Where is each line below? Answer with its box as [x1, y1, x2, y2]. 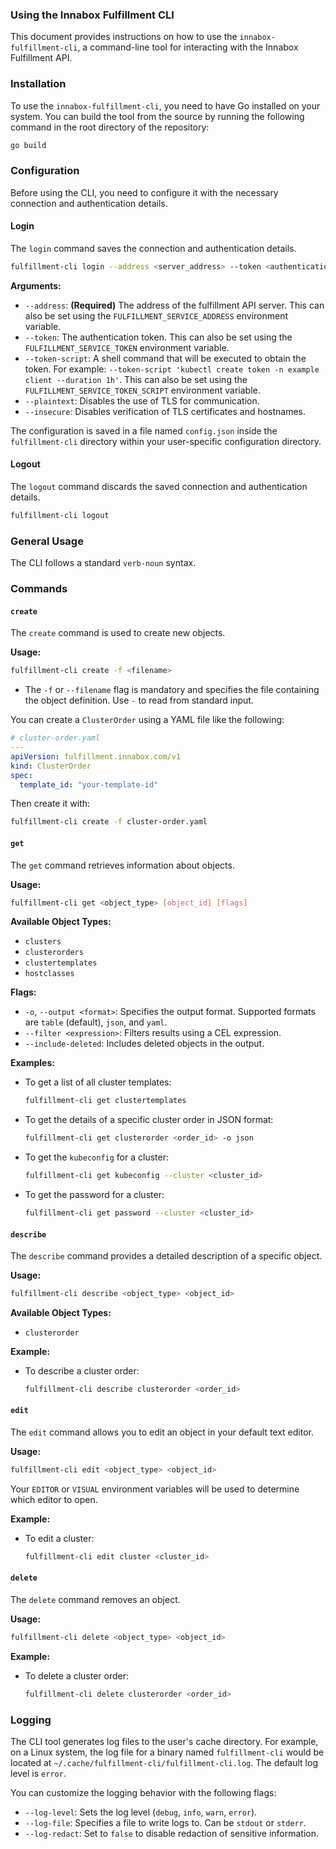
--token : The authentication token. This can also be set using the [24, 331, 293, 343]
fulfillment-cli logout [10, 511, 110, 521]
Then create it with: [10, 798, 91, 810]
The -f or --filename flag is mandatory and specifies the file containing [24, 684, 320, 696]
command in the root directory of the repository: [10, 121, 210, 133]
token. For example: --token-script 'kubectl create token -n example [24, 363, 320, 375]
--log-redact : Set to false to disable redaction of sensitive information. [24, 1828, 320, 1840]
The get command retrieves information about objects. [10, 859, 235, 871]
